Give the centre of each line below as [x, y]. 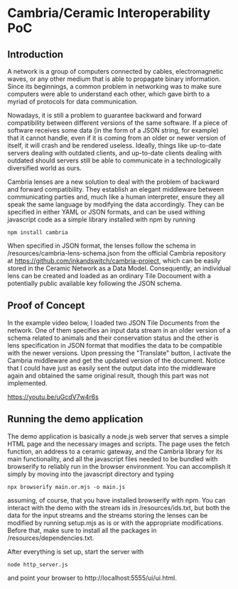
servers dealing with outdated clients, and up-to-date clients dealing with [115, 153]
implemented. [27, 383]
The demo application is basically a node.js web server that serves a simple [118, 436]
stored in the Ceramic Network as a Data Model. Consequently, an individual [119, 268]
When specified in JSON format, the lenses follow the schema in [102, 246]
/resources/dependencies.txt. [51, 538]
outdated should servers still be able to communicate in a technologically [114, 160]
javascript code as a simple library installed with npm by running [102, 219]
